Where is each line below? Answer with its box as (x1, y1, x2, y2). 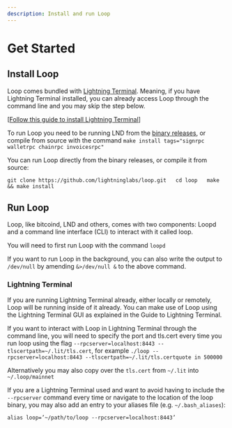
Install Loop (7, 68, 59, 80)
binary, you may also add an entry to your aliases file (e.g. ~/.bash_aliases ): (7, 400, 226, 409)
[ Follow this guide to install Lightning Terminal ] (7, 115, 141, 123)
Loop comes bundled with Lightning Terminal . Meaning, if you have (7, 87, 201, 95)
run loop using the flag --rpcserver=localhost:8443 (7, 338, 155, 347)
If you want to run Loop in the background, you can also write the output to (7, 255, 223, 263)
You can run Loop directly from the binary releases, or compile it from (7, 155, 208, 164)
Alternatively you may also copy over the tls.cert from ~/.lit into (7, 366, 199, 374)
